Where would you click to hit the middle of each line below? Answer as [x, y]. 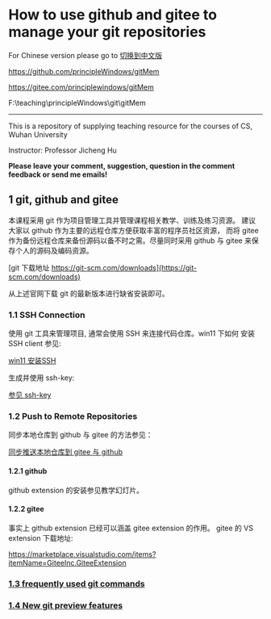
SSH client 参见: [35, 344]
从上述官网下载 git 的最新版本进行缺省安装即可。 [89, 293]
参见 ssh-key [30, 395]
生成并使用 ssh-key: [42, 378]
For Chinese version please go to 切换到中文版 [85, 55]
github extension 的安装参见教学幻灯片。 [76, 490]
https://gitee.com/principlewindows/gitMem [81, 87]
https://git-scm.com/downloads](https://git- [124, 267]
